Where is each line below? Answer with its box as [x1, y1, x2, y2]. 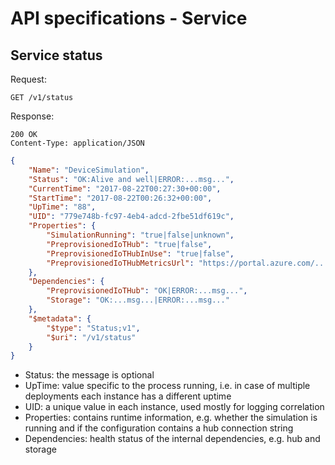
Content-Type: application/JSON [10, 138, 145, 148]
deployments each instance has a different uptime [24, 390, 232, 402]
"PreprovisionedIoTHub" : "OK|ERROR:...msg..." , [46, 286, 248, 296]
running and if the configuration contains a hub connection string [24, 422, 294, 434]
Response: [10, 110, 55, 122]
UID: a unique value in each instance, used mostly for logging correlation [24, 401, 325, 413]
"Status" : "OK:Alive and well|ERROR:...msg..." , [28, 174, 235, 184]
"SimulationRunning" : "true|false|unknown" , [46, 230, 235, 240]
